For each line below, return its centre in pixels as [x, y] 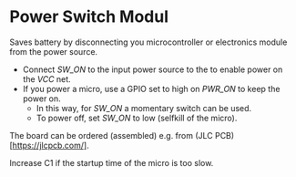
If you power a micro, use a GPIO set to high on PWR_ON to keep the [151, 88]
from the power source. [54, 51]
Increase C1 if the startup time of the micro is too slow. [112, 162]
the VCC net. [46, 78]
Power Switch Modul [89, 17]
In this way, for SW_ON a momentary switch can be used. [144, 108]
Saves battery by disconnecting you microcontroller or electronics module [148, 42]
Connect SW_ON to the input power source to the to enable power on [153, 69]
